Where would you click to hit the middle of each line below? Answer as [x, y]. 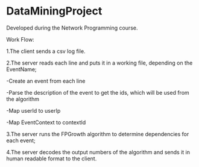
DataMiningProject [54, 11]
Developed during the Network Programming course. [72, 28]
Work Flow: [20, 39]
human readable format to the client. [52, 159]
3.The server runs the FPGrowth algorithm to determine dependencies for [98, 134]
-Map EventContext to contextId [46, 122]
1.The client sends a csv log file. [46, 51]
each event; [21, 140]
